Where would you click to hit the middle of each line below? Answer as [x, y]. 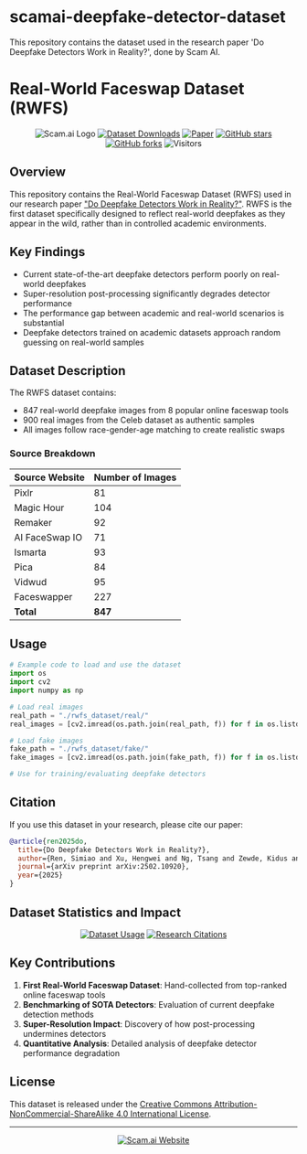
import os [28, 674]
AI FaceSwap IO [48, 537]
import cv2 [30, 682]
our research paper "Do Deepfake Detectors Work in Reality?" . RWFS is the [151, 204]
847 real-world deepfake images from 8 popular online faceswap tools [156, 411]
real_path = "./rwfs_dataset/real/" [79, 715]
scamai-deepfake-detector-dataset [148, 17]
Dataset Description [68, 371]
